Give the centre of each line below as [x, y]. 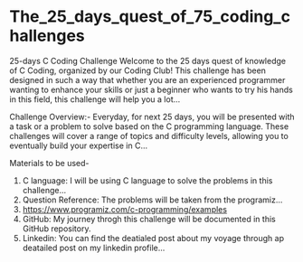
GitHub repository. [57, 229]
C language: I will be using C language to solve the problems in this [147, 180]
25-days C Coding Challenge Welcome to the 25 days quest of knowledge [148, 61]
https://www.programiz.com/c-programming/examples [125, 209]
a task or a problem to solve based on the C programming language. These [149, 126]
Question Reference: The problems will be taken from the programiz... [152, 200]
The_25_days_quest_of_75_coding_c [150, 17]
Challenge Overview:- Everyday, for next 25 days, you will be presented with [152, 117]
